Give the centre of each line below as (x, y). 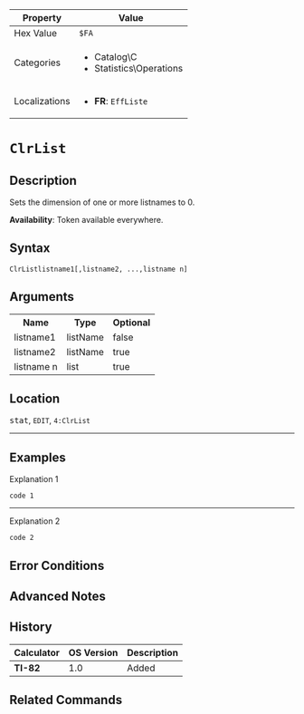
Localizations (42, 101)
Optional (132, 323)
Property (42, 18)
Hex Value (35, 33)
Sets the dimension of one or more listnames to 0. (102, 202)
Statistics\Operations (139, 68)
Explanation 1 (34, 479)
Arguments (42, 297)
